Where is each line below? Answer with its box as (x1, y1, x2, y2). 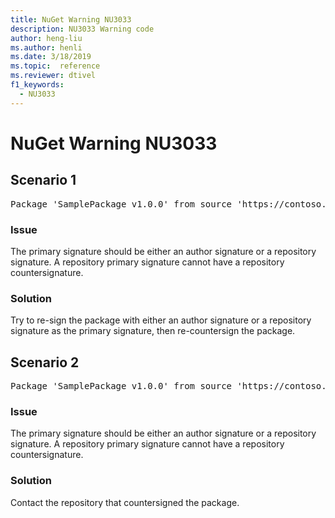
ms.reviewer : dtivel (10, 71, 97, 81)
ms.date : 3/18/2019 (10, 52, 92, 62)
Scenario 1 (10, 172, 77, 189)
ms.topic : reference (10, 61, 101, 71)
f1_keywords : (10, 80, 65, 90)
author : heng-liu (10, 33, 83, 43)
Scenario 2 (10, 354, 80, 371)
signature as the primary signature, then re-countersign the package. (10, 325, 296, 337)
